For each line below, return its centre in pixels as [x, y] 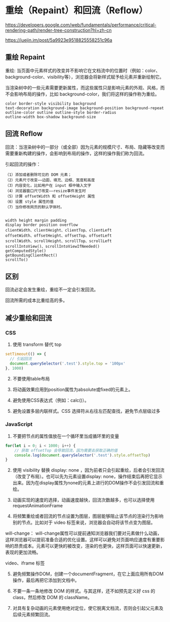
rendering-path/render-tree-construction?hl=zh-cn [59, 30]
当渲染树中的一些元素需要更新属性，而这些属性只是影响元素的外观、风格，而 [85, 87]
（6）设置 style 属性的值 [30, 202]
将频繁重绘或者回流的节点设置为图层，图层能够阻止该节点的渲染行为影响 [88, 516]
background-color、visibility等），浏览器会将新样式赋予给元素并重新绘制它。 [85, 77]
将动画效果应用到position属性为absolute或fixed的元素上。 [73, 389]
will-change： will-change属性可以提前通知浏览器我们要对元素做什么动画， [83, 533]
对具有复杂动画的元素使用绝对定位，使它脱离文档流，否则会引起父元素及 [88, 608]
